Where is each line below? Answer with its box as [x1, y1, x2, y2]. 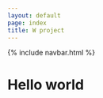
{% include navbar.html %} [7, 48, 96, 58]
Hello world [7, 76, 85, 93]
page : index [7, 19, 47, 27]
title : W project [7, 26, 65, 34]
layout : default [7, 11, 61, 20]
